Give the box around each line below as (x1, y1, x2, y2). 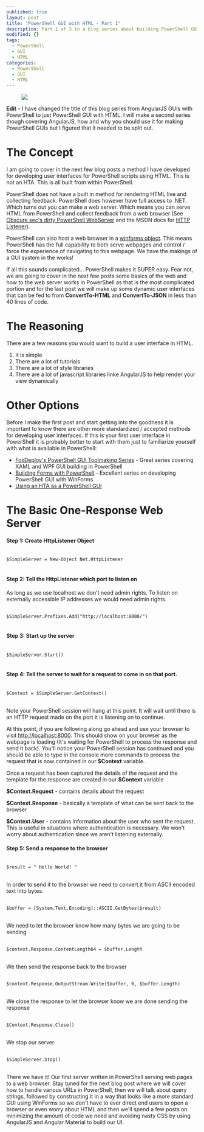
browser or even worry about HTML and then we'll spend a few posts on (6, 1106, 188, 1113)
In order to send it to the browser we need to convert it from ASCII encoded (6, 881, 195, 889)
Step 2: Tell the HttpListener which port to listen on (6, 575, 138, 582)
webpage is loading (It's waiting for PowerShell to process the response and (6, 738, 197, 746)
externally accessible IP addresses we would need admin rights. (6, 595, 167, 603)
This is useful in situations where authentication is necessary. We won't (6, 824, 185, 831)
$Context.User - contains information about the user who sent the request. (6, 817, 195, 825)
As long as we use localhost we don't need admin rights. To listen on (6, 589, 178, 596)
